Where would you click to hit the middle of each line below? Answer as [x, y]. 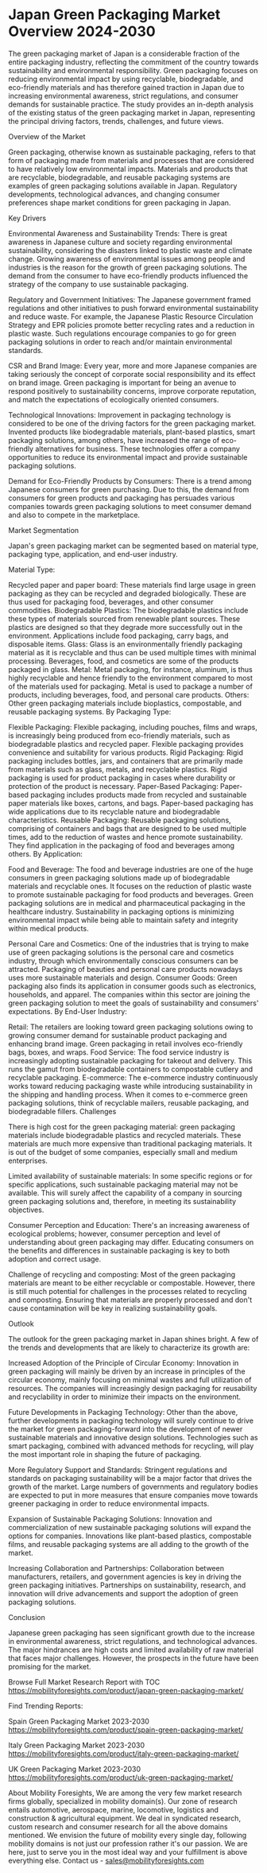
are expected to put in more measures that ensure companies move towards [133, 1495]
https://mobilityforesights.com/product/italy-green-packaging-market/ [124, 1753]
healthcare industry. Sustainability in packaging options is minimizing [121, 911]
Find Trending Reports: [46, 1706]
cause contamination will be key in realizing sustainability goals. [113, 1308]
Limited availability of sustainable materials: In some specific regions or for [130, 1175]
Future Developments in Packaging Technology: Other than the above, [123, 1412]
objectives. [26, 1210]
